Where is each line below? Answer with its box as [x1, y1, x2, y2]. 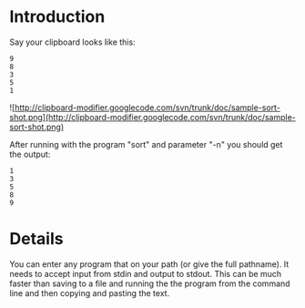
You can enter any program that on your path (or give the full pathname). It [9, 258, 290, 270]
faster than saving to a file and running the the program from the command [9, 278, 290, 289]
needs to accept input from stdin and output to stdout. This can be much [9, 268, 282, 279]
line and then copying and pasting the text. [9, 287, 170, 298]
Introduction [9, 6, 106, 27]
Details [9, 229, 64, 250]
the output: [9, 149, 51, 159]
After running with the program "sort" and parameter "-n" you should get [9, 139, 283, 149]
